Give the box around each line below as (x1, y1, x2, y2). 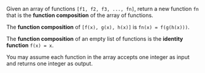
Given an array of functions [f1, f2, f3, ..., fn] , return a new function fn (6, 5, 199, 12)
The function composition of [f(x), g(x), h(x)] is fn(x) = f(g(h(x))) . (6, 24, 190, 30)
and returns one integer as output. (6, 60, 93, 67)
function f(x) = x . (6, 42, 54, 49)
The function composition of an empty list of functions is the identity (6, 35, 184, 42)
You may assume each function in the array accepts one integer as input (6, 54, 190, 60)
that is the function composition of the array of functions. (6, 12, 153, 19)
